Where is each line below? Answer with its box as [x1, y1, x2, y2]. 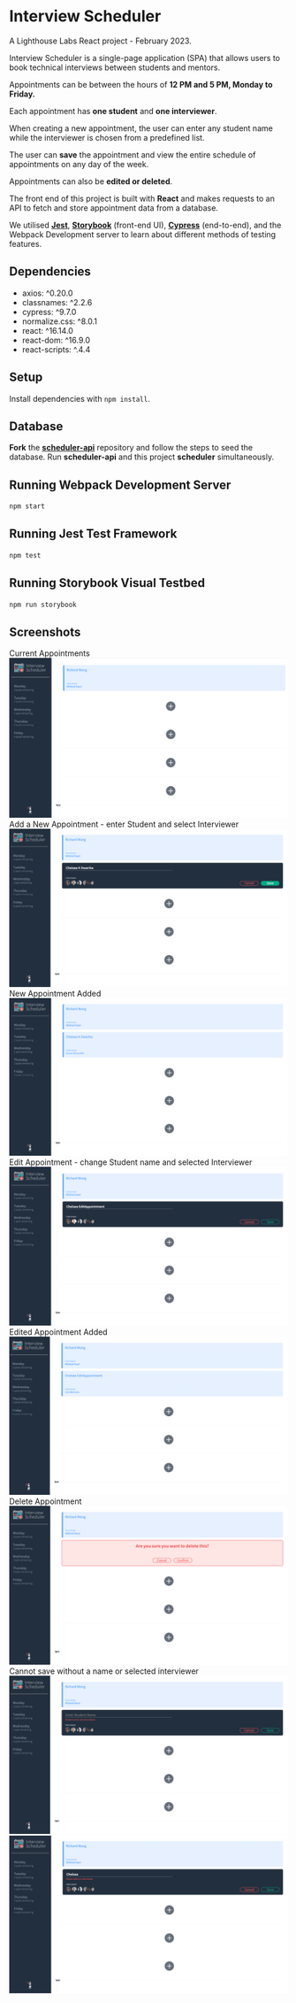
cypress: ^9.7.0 [21, 306, 77, 317]
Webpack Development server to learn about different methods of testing [9, 228, 277, 240]
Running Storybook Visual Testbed [9, 575, 206, 590]
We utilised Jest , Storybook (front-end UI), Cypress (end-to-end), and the [9, 220, 282, 230]
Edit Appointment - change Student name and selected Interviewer [9, 1157, 253, 1167]
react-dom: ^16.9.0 [21, 335, 91, 345]
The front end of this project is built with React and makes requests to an [9, 193, 276, 204]
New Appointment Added [9, 989, 102, 999]
